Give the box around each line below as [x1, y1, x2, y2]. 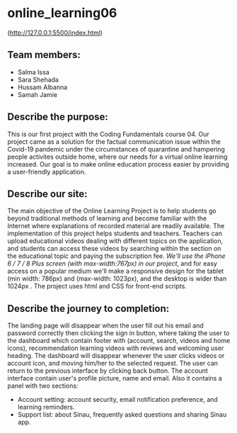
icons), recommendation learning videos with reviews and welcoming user [7, 344, 224, 352]
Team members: [7, 49, 81, 61]
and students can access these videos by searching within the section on [7, 244, 221, 253]
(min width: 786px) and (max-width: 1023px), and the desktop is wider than [7, 274, 227, 283]
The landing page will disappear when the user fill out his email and [7, 321, 204, 330]
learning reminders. [17, 403, 75, 412]
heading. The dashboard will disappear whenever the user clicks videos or [7, 352, 225, 360]
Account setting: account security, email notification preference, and [17, 395, 218, 404]
